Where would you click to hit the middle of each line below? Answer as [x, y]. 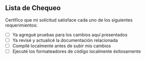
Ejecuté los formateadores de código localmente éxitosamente [76, 51]
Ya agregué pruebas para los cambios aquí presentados [70, 34]
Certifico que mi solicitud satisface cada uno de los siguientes [69, 20]
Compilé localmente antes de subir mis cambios [62, 46]
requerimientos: [21, 25]
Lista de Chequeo [33, 8]
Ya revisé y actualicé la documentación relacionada [65, 40]
